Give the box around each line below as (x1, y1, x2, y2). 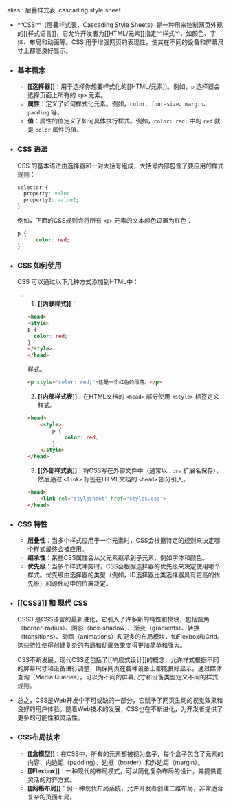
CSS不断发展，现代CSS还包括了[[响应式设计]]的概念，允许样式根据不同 (16, 656, 219, 664)
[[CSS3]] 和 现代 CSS (16, 598, 88, 608)
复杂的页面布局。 (27, 793, 76, 801)
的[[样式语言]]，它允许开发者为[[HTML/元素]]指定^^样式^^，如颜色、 (16, 30, 211, 37)
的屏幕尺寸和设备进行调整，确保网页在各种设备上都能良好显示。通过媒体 (16, 664, 222, 672)
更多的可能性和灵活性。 (16, 713, 84, 722)
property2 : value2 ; (23, 197, 80, 203)
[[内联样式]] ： (37, 299, 78, 308)
